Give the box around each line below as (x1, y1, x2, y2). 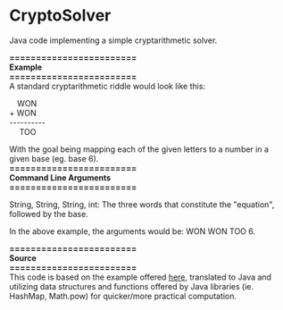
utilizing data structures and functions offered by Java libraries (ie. (9, 281, 254, 291)
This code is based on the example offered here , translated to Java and (9, 272, 272, 282)
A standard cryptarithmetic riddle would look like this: (9, 80, 206, 91)
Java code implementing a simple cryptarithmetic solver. (9, 35, 218, 46)
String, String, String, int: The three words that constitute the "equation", (9, 198, 275, 210)
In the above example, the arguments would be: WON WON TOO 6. (9, 225, 256, 237)
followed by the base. (9, 208, 89, 219)
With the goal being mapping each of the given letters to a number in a (9, 144, 270, 155)
